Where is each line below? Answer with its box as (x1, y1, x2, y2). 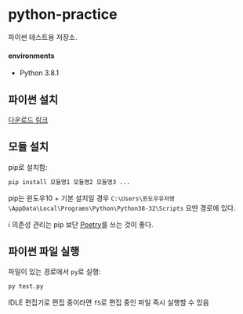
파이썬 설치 (8, 92, 59, 106)
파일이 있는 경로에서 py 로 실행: (8, 267, 101, 276)
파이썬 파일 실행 (8, 245, 80, 258)
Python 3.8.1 (19, 68, 60, 78)
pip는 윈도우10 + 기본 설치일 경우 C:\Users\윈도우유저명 (8, 193, 175, 203)
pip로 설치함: (8, 162, 49, 171)
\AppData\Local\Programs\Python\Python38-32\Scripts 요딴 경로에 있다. (8, 203, 236, 212)
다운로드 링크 (8, 115, 49, 125)
